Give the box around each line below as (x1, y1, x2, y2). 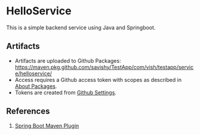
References (6, 106, 50, 116)
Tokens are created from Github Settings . (14, 88, 116, 96)
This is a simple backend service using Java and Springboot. (6, 24, 156, 31)
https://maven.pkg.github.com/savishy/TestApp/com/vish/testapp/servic (14, 63, 194, 70)
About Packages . (14, 82, 57, 90)
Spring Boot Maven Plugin (14, 122, 79, 129)
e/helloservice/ (14, 70, 53, 77)
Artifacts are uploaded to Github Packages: (14, 57, 121, 64)
